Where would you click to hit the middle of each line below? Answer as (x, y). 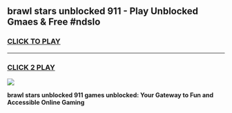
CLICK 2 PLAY (31, 67)
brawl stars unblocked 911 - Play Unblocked (103, 11)
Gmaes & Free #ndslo (54, 22)
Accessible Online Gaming (46, 102)
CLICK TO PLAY (34, 42)
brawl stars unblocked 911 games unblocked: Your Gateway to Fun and (110, 95)
